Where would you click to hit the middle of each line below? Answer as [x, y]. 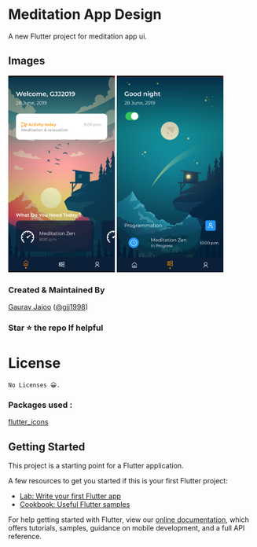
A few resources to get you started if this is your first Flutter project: [118, 481]
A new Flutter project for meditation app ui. [78, 36]
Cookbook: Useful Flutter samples [75, 505]
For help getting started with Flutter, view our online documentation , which [129, 519]
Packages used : [40, 405]
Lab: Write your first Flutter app [70, 496]
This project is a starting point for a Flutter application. [96, 466]
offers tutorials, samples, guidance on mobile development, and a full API [127, 528]
